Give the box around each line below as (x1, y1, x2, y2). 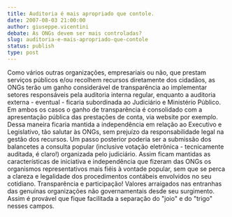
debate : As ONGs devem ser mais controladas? (7, 29, 142, 37)
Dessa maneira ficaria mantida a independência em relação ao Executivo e (7, 120, 222, 128)
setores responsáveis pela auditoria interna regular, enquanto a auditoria (7, 90, 216, 98)
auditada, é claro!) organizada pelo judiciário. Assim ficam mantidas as (7, 149, 211, 158)
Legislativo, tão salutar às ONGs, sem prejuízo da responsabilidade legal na (7, 127, 224, 136)
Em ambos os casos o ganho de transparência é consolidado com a (7, 105, 203, 114)
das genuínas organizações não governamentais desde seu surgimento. (7, 186, 215, 195)
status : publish (7, 43, 55, 50)
